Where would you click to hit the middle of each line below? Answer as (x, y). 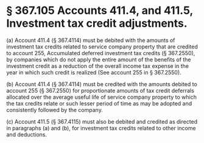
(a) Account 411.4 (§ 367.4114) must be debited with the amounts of (91, 40)
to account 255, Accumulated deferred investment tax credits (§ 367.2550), (101, 53)
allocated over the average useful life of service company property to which (101, 97)
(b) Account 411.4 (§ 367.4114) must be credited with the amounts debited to (102, 84)
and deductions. (27, 135)
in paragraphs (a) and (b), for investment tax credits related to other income (101, 128)
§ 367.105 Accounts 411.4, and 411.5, (100, 11)
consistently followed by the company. (55, 110)
